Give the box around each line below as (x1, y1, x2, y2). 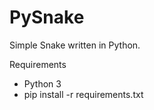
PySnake (9, 6, 85, 29)
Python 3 (23, 77, 62, 90)
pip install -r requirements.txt (23, 88, 144, 100)
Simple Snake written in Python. (9, 39, 141, 51)
